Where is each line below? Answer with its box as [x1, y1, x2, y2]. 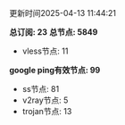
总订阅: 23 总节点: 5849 [9, 27, 98, 37]
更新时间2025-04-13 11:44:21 [9, 8, 117, 18]
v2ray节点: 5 [21, 95, 69, 105]
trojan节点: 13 [21, 106, 72, 116]
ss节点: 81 [21, 84, 60, 94]
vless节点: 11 [21, 46, 69, 56]
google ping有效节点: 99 [9, 65, 101, 75]
